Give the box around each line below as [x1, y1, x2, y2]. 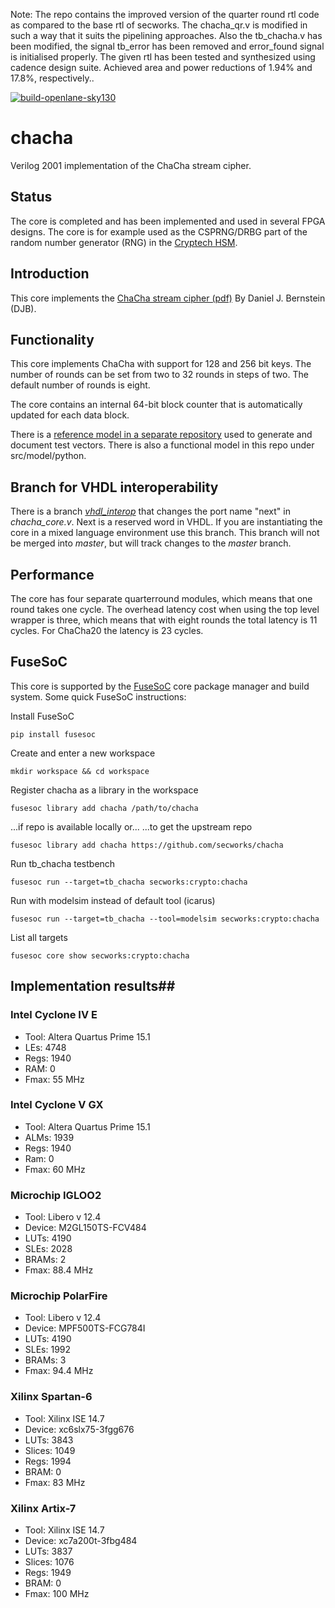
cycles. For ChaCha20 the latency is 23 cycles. [10, 625, 204, 636]
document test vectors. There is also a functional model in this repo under [10, 439, 315, 451]
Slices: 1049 [24, 1444, 76, 1456]
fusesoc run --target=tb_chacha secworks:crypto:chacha [10, 877, 248, 887]
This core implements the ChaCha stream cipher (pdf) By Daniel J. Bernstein [10, 292, 326, 304]
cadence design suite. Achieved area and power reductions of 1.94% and [10, 62, 313, 73]
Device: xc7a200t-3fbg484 [24, 1534, 138, 1546]
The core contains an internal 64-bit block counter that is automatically [10, 399, 303, 411]
